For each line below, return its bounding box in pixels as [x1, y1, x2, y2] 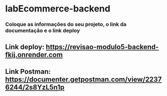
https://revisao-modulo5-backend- [46, 42, 159, 51]
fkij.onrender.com [5, 50, 63, 59]
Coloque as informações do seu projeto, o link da [5, 21, 127, 28]
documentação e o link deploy [5, 27, 80, 34]
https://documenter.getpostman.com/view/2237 [5, 75, 162, 83]
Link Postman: [5, 67, 51, 75]
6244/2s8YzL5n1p [5, 83, 65, 91]
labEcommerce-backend [5, 3, 110, 14]
